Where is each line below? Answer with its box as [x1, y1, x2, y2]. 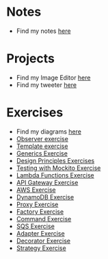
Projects [6, 51, 55, 66]
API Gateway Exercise [16, 178, 79, 186]
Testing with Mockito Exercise [16, 164, 101, 172]
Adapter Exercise [16, 229, 66, 237]
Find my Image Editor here [16, 73, 91, 82]
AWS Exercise [16, 186, 56, 194]
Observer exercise [16, 134, 69, 143]
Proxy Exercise [16, 200, 59, 208]
